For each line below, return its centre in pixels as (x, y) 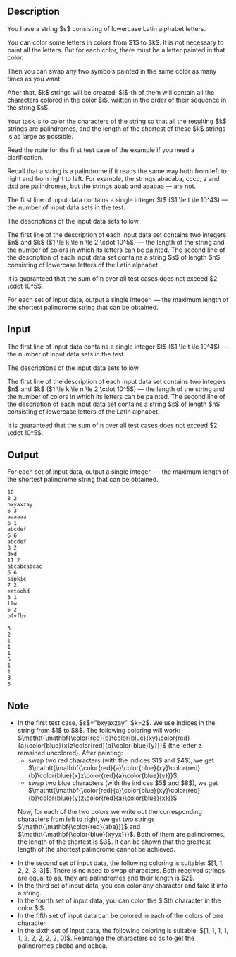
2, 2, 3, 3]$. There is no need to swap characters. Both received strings (121, 871)
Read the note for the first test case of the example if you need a (101, 150)
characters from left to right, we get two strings (86, 819)
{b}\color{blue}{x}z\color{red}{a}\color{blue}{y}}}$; (104, 776)
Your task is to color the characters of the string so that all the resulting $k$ (117, 121)
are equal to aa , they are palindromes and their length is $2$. (106, 878)
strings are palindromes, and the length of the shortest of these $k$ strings (117, 128)
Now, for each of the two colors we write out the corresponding (110, 812)
